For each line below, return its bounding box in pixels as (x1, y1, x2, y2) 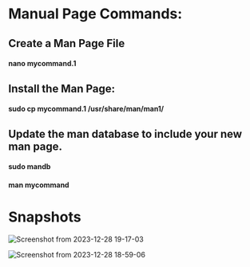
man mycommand (8, 180, 69, 190)
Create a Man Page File (8, 37, 125, 50)
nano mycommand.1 (8, 59, 77, 69)
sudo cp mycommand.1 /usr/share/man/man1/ (8, 104, 165, 114)
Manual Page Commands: (8, 5, 183, 23)
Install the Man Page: (8, 81, 116, 96)
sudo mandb (8, 162, 51, 171)
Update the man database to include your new (8, 127, 242, 140)
